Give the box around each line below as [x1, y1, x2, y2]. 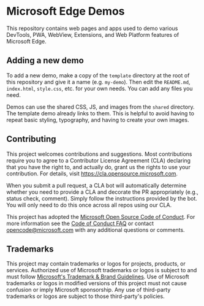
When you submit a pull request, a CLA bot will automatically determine [6, 182, 187, 189]
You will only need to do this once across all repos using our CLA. [6, 201, 172, 208]
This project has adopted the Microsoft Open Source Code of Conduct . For [6, 213, 195, 220]
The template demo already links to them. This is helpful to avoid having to [6, 109, 195, 117]
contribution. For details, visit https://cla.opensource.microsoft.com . [6, 170, 178, 177]
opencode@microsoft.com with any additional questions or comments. [6, 226, 185, 234]
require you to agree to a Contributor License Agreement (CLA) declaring [6, 156, 191, 164]
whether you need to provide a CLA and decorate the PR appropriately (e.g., [6, 188, 199, 196]
